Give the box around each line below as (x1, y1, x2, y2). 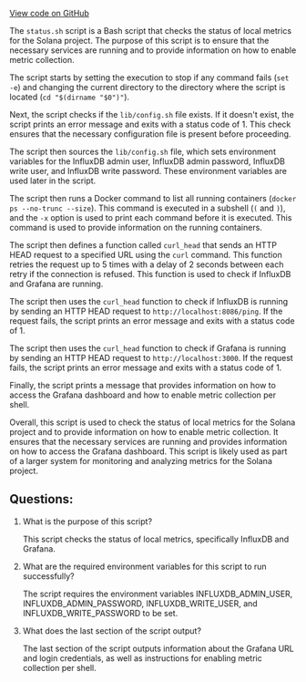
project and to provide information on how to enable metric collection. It (9, 427, 279, 437)
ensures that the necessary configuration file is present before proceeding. (9, 129, 291, 139)
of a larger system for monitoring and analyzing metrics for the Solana (9, 456, 273, 466)
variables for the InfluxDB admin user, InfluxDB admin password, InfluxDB (9, 156, 285, 167)
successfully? (22, 570, 75, 582)
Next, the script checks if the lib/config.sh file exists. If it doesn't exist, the (9, 109, 294, 119)
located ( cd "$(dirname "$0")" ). (9, 91, 130, 102)
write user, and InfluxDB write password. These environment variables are (9, 166, 287, 176)
